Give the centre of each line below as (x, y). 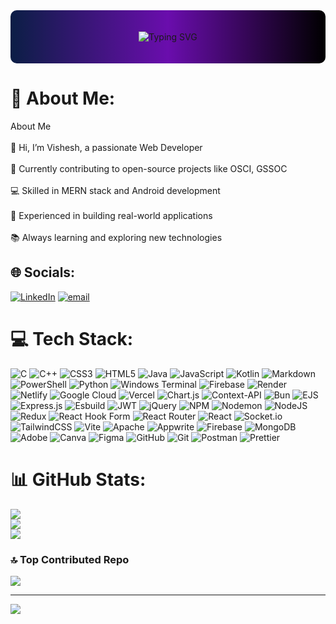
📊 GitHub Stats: (78, 479)
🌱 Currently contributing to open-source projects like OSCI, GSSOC (149, 168)
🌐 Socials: (43, 272)
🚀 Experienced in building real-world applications (111, 215)
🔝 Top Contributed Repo (70, 559)
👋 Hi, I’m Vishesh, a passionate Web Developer (106, 147)
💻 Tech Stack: (72, 338)
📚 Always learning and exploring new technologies (116, 237)
